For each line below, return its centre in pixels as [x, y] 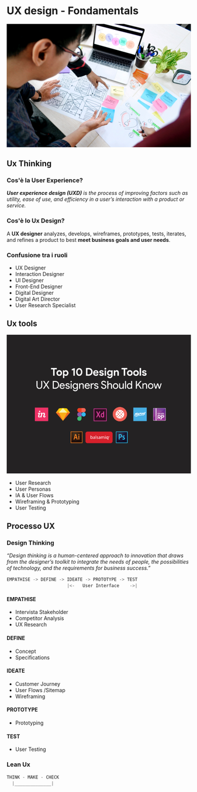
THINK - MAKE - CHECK [33, 777]
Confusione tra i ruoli [37, 255]
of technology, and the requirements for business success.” [79, 568]
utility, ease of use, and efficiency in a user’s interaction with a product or [96, 199]
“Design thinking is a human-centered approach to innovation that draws [95, 555]
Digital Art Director [37, 299]
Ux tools [22, 324]
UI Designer [30, 280]
